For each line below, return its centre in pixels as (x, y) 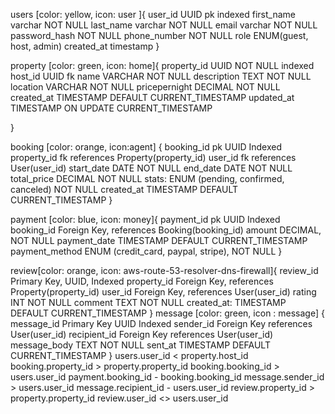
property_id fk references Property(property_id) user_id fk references (153, 157)
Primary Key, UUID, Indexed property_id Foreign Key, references (142, 281)
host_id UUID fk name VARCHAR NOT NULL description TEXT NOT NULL (161, 76)
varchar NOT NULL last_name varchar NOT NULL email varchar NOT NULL (164, 25)
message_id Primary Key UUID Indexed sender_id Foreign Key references (161, 323)
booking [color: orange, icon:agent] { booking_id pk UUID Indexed (146, 147)
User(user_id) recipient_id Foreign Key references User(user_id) (142, 334)
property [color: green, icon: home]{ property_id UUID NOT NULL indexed (162, 65)
